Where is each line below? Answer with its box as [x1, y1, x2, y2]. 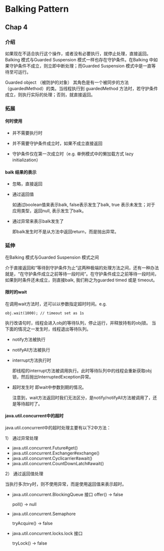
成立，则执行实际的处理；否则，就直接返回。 [5, 92, 95, 98]
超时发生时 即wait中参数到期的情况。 [12, 384, 87, 390]
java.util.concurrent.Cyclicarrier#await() [12, 455, 93, 461]
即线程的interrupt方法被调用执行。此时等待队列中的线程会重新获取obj [12, 368, 152, 374]
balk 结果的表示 [5, 169, 37, 175]
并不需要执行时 [12, 130, 43, 136]
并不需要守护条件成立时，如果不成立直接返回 [12, 141, 103, 146]
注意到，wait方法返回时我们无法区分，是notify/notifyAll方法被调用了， [12, 395, 153, 401]
